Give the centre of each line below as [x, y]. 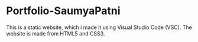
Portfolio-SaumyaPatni [63, 11]
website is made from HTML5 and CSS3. [56, 33]
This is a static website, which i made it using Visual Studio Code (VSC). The [99, 27]
